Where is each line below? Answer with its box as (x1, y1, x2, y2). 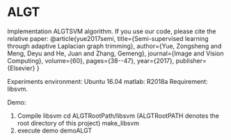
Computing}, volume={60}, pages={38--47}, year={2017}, (7, 56, 175, 64)
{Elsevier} (7, 64, 35, 72)
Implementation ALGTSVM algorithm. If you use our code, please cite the (7, 27, 216, 35)
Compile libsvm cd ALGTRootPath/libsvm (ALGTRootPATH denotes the (17, 112, 220, 120)
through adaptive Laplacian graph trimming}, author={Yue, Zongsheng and (7, 42, 222, 50)
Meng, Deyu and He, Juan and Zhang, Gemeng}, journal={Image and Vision (7, 49, 224, 58)
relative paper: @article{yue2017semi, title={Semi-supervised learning (7, 34, 209, 42)
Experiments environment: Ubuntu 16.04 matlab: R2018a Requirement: (7, 77, 208, 85)
